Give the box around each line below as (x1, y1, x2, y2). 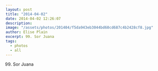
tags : (5, 39, 17, 44)
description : (5, 20, 32, 26)
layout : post (5, 7, 32, 12)
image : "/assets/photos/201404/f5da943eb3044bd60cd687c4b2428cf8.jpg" (5, 25, 154, 30)
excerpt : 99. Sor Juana (5, 35, 55, 39)
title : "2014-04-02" (5, 12, 48, 17)
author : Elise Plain (5, 30, 48, 35)
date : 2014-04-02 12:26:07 (5, 16, 61, 21)
